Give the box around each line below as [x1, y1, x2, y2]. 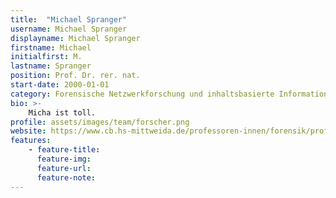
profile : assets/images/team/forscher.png [10, 117, 190, 127]
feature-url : [36, 163, 92, 173]
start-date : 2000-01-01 [10, 80, 110, 90]
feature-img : [36, 154, 92, 164]
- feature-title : [28, 145, 101, 155]
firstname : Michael [10, 42, 92, 53]
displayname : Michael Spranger [10, 33, 141, 43]
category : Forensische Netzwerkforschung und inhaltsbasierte [10, 89, 275, 99]
